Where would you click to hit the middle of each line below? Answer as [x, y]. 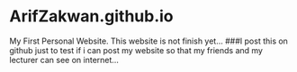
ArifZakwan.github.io [91, 16]
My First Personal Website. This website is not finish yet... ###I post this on [148, 41]
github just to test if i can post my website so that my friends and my [136, 50]
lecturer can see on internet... [64, 60]
